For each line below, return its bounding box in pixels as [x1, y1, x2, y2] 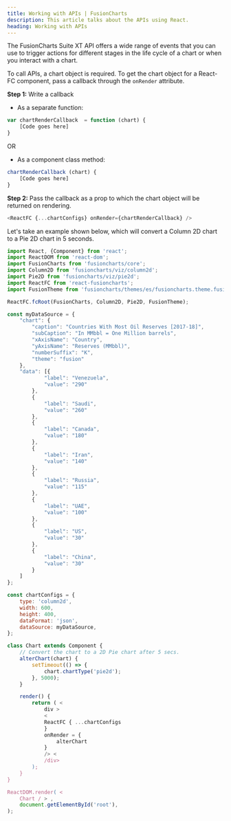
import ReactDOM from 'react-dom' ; [7, 254, 109, 261]
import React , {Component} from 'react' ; [7, 248, 128, 254]
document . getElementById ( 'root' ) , [19, 802, 118, 809]
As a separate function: [16, 104, 84, 112]
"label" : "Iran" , [43, 451, 94, 458]
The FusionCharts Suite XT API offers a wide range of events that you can [7, 42, 216, 50]
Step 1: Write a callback [7, 90, 74, 98]
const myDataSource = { [7, 311, 76, 318]
